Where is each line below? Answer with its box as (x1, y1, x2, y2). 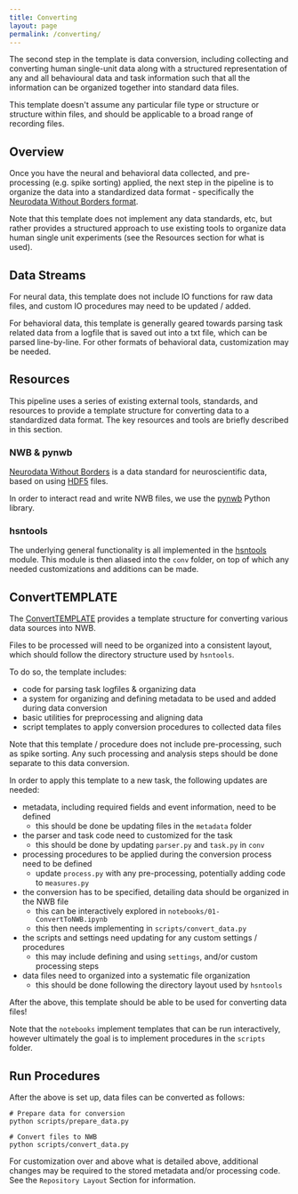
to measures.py (35, 877, 90, 888)
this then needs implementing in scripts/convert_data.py (35, 923, 247, 934)
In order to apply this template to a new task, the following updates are (9, 775, 268, 786)
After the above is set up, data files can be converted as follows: (9, 1092, 246, 1103)
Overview (9, 144, 65, 159)
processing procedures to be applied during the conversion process (21, 849, 272, 859)
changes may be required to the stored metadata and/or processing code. (9, 1166, 281, 1176)
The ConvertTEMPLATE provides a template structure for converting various (9, 613, 289, 624)
